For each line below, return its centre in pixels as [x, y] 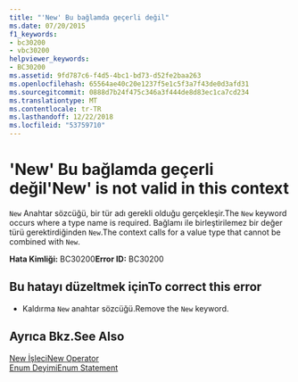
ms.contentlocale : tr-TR [55, 109]
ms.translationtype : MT [54, 100]
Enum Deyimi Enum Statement [64, 368]
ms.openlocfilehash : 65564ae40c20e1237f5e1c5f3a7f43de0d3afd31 [129, 84]
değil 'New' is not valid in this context [149, 189]
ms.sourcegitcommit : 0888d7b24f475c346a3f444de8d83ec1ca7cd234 [129, 92]
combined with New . [45, 241]
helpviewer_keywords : [50, 59]
